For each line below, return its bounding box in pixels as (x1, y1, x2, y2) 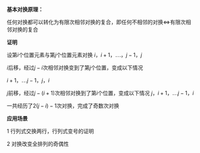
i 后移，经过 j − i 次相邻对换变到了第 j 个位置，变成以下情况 (7, 64, 143, 71)
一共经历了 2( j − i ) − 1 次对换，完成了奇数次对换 (7, 102, 120, 109)
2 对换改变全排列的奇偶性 (7, 140, 69, 147)
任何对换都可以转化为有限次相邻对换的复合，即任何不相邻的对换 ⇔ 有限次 (7, 19, 186, 26)
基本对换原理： (7, 6, 43, 13)
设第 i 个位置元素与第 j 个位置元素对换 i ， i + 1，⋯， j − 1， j (7, 51, 142, 59)
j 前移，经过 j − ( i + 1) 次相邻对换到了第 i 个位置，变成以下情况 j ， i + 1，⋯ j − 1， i (7, 90, 194, 96)
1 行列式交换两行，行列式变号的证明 (7, 128, 94, 134)
